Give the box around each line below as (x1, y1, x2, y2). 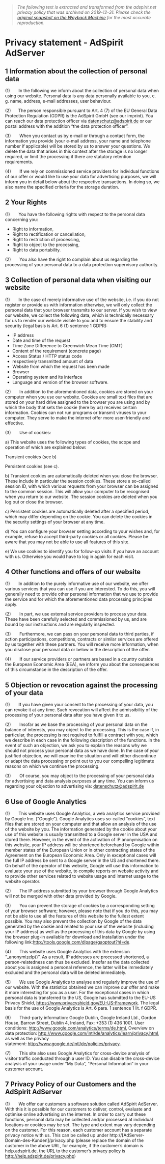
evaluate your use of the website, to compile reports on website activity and (5, 868, 159, 874)
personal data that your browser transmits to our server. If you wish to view (5, 307, 157, 313)
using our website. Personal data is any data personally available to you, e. (5, 93, 156, 99)
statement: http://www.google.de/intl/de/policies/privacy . (5, 1041, 121, 1047)
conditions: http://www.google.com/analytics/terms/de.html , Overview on (5, 1025, 154, 1031)
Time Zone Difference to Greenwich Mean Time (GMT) (12, 342, 123, 348)
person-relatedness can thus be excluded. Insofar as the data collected (5, 959, 150, 965)
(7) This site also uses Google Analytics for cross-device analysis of (5, 1051, 150, 1056)
